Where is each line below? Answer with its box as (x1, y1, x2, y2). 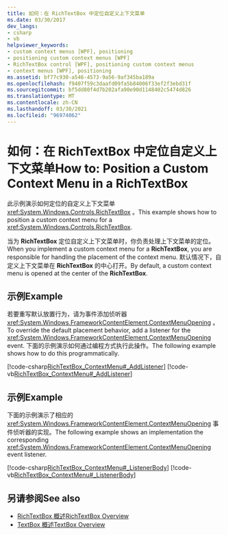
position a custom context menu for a (7, 215, 113, 223)
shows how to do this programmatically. (7, 349, 120, 358)
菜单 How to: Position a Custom (31, 160, 209, 176)
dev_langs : (7, 23, 38, 29)
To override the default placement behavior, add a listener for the (7, 326, 191, 334)
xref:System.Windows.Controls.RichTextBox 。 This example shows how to (7, 208, 217, 216)
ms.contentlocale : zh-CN (7, 99, 78, 106)
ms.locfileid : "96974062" (7, 112, 81, 119)
